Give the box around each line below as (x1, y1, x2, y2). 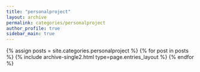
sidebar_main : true (6, 31, 55, 37)
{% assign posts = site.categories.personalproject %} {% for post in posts (6, 47, 189, 54)
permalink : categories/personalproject (6, 20, 106, 26)
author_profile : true (6, 25, 60, 32)
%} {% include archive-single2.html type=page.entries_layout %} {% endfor (6, 54, 195, 61)
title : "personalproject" (6, 8, 71, 15)
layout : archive (6, 14, 47, 20)
